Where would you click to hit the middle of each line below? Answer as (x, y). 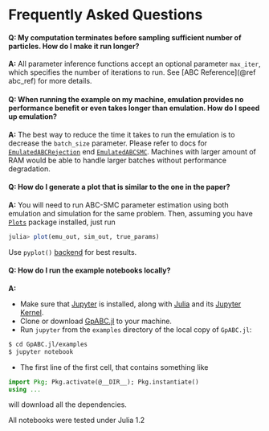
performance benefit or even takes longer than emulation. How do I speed (134, 108)
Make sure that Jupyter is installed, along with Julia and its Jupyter (130, 304)
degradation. (29, 168)
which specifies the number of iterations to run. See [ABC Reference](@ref (132, 72)
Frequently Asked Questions (106, 15)
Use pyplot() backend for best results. (73, 252)
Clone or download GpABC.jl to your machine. (96, 321)
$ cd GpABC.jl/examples (48, 344)
